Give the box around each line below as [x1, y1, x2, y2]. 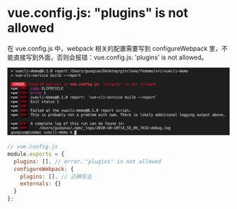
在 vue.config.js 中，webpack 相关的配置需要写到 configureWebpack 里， [7, 44, 222, 52]
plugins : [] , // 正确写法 [20, 173, 92, 180]
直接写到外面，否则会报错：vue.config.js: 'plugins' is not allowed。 [13, 53, 208, 61]
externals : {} [20, 180, 61, 188]
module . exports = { [7, 150, 65, 157]
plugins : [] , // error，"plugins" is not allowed [13, 157, 162, 165]
